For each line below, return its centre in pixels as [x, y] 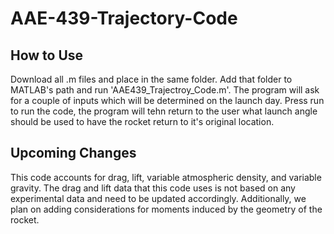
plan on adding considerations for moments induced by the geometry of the [166, 209]
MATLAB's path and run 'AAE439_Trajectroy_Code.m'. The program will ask [165, 90]
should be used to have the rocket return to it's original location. [142, 121]
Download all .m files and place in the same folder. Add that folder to [151, 79]
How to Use [47, 55]
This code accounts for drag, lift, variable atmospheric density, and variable [166, 177]
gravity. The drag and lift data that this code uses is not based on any [153, 188]
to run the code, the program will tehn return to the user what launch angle [164, 111]
